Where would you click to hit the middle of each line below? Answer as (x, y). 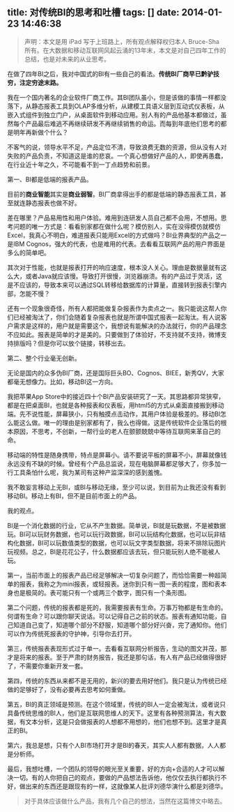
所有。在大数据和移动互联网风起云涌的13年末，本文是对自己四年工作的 (125, 50)
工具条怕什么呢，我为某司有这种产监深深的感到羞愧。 (89, 472)
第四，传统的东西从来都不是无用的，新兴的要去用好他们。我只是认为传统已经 (117, 681)
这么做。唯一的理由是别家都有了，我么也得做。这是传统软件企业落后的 (120, 422)
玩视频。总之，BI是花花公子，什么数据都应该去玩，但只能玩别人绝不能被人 (114, 551)
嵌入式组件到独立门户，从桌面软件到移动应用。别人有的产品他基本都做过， (114, 114)
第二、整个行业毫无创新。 (44, 358)
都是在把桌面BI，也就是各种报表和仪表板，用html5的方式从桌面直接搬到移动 (116, 405)
